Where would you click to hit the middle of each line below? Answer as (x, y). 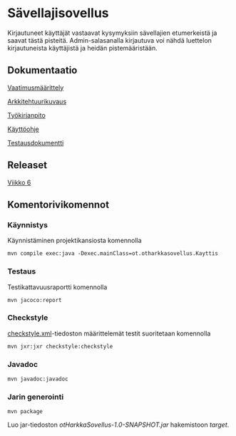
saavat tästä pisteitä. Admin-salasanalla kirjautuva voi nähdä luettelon (110, 40)
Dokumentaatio (42, 70)
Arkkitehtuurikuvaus (37, 101)
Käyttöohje (23, 129)
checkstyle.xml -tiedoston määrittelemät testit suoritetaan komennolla (109, 333)
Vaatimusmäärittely (36, 88)
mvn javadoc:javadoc (38, 379)
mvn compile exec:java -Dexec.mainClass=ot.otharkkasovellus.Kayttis (113, 254)
